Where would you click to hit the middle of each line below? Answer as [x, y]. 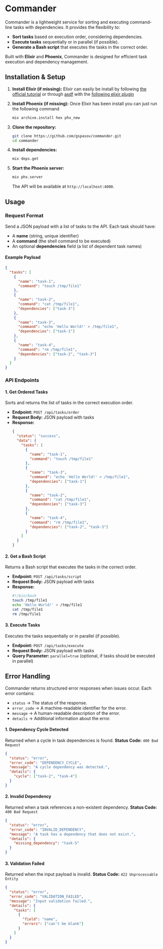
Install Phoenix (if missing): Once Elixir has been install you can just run [84, 104]
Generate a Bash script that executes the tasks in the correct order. [80, 47]
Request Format [24, 216]
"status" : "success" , [39, 436]
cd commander [25, 140]
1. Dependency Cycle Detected [37, 730]
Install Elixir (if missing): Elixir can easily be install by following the [79, 89]
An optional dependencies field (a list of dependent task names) [77, 246]
